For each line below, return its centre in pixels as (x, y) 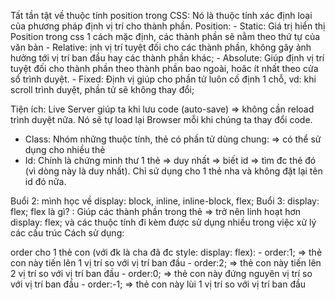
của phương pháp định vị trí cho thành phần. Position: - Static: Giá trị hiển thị (168, 26)
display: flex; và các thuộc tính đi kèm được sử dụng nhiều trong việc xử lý (163, 222)
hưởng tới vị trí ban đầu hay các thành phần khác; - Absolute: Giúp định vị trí (167, 58)
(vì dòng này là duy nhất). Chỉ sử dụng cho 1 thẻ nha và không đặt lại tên (173, 171)
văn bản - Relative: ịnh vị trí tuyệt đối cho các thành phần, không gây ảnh (161, 47)
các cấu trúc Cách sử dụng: (67, 233)
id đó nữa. (45, 181)
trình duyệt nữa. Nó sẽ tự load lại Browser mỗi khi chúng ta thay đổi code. (161, 119)
